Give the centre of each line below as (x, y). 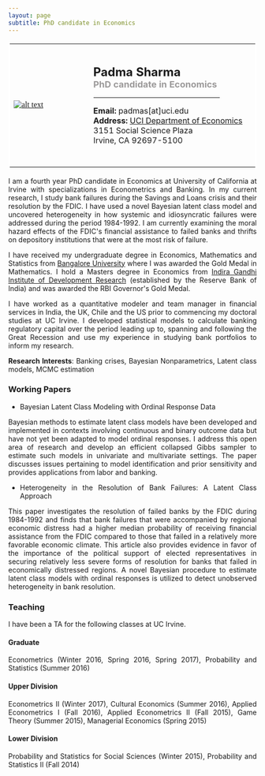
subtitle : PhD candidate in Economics (72, 23)
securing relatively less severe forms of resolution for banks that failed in (132, 561)
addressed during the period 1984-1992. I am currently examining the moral (132, 222)
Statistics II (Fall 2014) (44, 764)
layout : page (30, 15)
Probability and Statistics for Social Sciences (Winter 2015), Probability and (132, 756)
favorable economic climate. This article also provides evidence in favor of (132, 544)
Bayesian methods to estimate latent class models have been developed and (132, 422)
